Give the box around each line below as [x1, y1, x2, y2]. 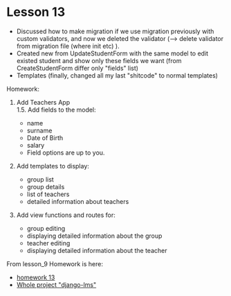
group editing [26, 224, 66, 232]
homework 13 [16, 273, 55, 281]
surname [26, 126, 53, 134]
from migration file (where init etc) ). [16, 42, 120, 50]
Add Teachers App [16, 98, 71, 106]
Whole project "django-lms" [16, 280, 97, 288]
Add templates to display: [16, 162, 89, 170]
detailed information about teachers [26, 197, 129, 205]
